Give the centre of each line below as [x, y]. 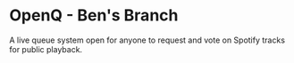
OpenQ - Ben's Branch [94, 16]
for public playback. [46, 49]
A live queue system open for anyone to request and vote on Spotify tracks [147, 40]
